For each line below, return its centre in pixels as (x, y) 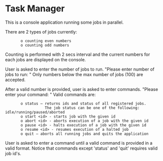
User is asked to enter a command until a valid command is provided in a (79, 143)
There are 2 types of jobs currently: (41, 32)
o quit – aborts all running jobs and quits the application (84, 134)
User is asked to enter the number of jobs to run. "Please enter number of (80, 69)
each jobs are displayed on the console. (46, 59)
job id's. (13, 153)
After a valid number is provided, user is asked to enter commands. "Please (82, 89)
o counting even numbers (46, 41)
